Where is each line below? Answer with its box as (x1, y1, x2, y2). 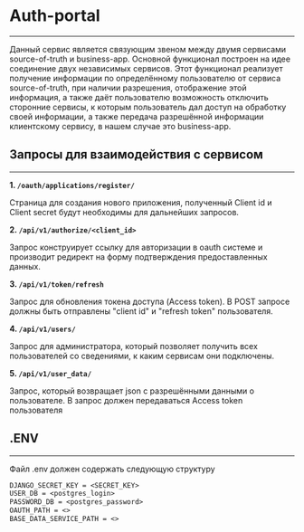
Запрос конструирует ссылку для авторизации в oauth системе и (9, 242, 263, 252)
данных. (9, 261, 41, 271)
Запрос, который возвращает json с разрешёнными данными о (9, 385, 255, 396)
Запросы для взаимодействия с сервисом (9, 147, 264, 163)
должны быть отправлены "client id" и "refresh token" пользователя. (9, 305, 273, 317)
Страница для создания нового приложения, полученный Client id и (9, 196, 273, 208)
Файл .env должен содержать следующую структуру (9, 463, 215, 474)
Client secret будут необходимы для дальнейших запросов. (9, 206, 240, 217)
